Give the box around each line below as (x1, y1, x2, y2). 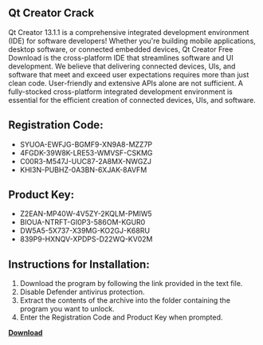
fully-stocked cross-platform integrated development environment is (8, 87, 233, 96)
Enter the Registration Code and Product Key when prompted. (19, 312, 223, 322)
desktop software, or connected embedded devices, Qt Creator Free (8, 44, 234, 54)
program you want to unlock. (19, 304, 115, 314)
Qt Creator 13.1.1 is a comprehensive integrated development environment (8, 27, 249, 37)
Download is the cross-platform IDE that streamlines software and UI (8, 53, 234, 62)
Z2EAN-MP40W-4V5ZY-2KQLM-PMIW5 (19, 209, 152, 218)
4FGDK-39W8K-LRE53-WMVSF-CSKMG (19, 147, 153, 158)
